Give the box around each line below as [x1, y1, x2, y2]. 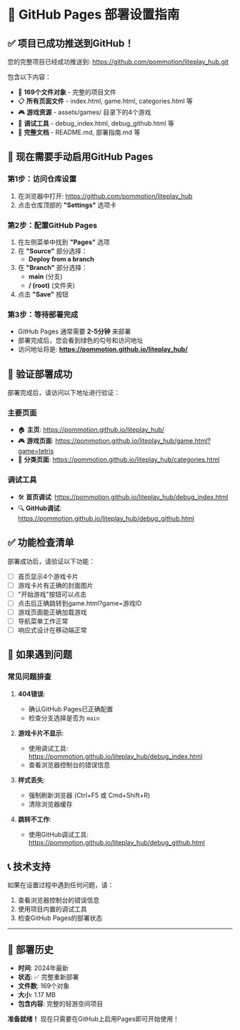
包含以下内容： [7, 73, 51, 81]
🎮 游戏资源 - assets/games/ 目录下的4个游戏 [17, 108, 151, 116]
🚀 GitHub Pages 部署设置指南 [7, 6, 180, 23]
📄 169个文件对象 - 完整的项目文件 [17, 88, 116, 96]
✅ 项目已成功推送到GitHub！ [7, 37, 134, 49]
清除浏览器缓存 [28, 799, 73, 808]
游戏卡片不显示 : [17, 729, 64, 737]
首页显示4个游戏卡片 [17, 572, 79, 581]
